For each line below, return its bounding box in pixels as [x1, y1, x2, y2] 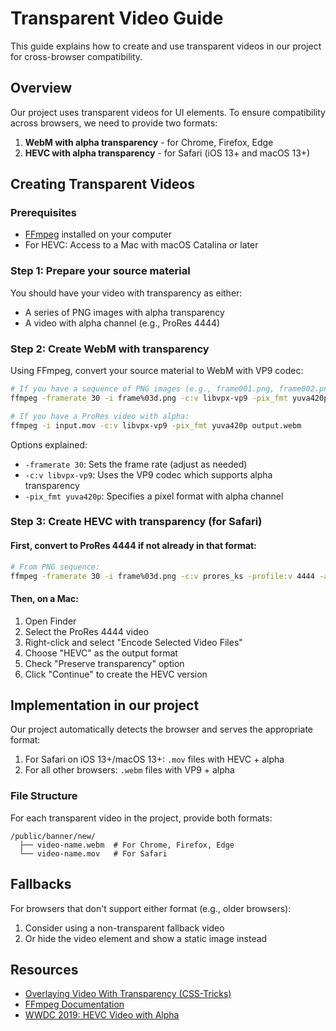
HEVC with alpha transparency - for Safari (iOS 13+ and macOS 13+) [24, 147, 311, 159]
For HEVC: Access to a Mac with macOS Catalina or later [24, 239, 259, 251]
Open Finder [24, 615, 77, 627]
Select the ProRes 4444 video [24, 625, 150, 637]
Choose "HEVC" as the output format [24, 647, 178, 659]
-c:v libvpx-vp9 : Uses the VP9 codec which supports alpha [24, 468, 273, 481]
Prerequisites [10, 206, 77, 220]
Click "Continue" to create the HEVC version [24, 668, 208, 680]
